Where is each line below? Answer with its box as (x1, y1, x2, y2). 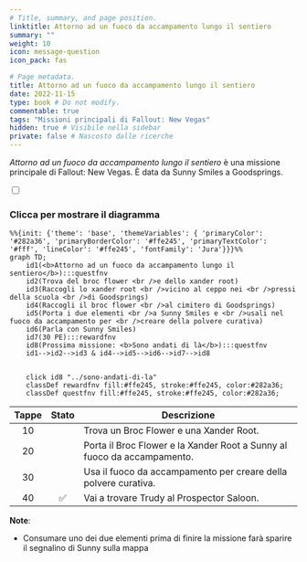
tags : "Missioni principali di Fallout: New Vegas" (9, 115, 210, 124)
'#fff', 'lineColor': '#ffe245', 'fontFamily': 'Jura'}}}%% (9, 245, 244, 254)
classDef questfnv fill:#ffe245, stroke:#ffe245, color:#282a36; (26, 389, 281, 398)
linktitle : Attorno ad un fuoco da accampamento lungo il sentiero (9, 22, 272, 31)
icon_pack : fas (9, 56, 68, 65)
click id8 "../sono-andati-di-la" (26, 373, 157, 382)
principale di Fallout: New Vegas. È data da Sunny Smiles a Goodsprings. (9, 166, 283, 177)
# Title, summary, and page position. (9, 13, 157, 23)
